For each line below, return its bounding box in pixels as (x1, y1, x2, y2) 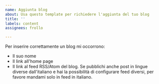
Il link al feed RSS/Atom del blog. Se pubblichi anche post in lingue (12, 64, 148, 70)
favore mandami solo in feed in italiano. (12, 74, 93, 80)
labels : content (5, 21, 39, 26)
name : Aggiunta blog (5, 7, 48, 12)
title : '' (5, 16, 26, 21)
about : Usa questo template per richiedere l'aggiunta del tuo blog (5, 12, 150, 17)
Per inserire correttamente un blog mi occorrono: (5, 43, 106, 49)
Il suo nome (12, 53, 36, 59)
